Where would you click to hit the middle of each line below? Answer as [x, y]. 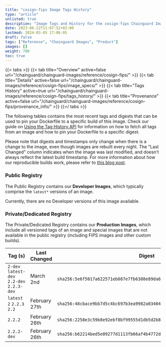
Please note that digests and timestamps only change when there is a [76, 142]
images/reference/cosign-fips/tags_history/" [50, 96]
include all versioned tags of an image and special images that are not [76, 230]
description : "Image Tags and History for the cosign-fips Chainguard [79, 24]
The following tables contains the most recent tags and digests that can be [81, 116]
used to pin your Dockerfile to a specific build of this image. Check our [77, 121]
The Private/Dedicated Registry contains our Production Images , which [78, 224]
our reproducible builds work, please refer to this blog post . [65, 163]
